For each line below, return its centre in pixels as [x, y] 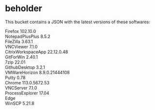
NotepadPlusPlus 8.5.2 [28, 36]
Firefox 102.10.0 [21, 31]
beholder [24, 8]
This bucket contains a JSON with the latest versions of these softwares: [77, 22]
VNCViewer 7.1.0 [21, 47]
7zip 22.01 [15, 62]
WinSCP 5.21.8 [20, 103]
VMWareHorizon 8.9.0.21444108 [38, 72]
